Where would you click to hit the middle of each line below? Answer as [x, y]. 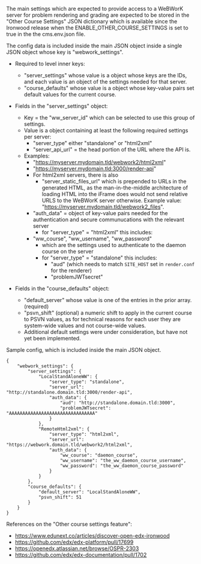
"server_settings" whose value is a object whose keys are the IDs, [105, 75]
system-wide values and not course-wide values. [85, 325]
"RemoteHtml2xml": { [64, 429]
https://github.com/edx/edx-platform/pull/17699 [74, 542]
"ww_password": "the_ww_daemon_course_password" [122, 466]
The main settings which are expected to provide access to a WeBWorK [95, 9]
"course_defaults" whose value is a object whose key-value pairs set [109, 88]
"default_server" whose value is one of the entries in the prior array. [108, 300]
